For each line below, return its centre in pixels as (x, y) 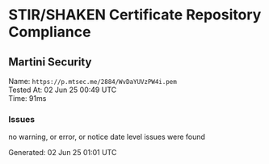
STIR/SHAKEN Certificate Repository (135, 15)
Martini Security (50, 62)
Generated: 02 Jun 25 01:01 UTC (63, 153)
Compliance (50, 32)
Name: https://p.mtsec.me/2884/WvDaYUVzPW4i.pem (93, 81)
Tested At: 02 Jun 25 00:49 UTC (63, 90)
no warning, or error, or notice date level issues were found (107, 137)
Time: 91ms (27, 98)
